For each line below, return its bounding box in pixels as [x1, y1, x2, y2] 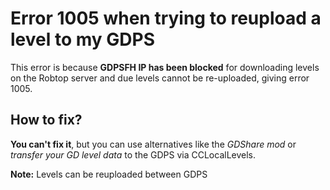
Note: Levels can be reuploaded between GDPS [10, 168, 208, 180]
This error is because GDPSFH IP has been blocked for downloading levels [10, 61, 320, 73]
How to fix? [10, 112, 83, 129]
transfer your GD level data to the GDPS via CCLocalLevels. [10, 148, 257, 161]
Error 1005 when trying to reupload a [10, 7, 322, 30]
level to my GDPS [10, 28, 155, 51]
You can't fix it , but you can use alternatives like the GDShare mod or [10, 138, 297, 150]
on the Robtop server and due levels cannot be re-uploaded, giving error [10, 72, 310, 84]
